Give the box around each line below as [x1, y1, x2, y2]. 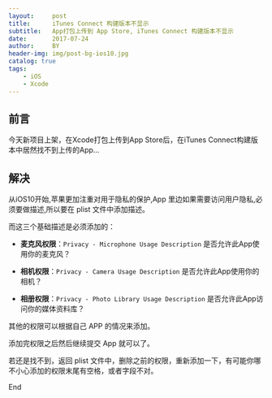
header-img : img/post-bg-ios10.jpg [8, 50, 129, 58]
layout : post [8, 11, 67, 20]
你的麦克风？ [27, 249, 71, 259]
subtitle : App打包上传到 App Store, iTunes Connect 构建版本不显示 [8, 27, 234, 35]
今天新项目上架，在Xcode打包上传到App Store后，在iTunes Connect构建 [8, 135, 252, 145]
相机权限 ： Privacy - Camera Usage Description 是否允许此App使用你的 [19, 266, 260, 276]
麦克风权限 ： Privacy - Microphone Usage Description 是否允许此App [19, 239, 253, 249]
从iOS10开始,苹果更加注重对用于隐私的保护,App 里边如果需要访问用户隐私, [8, 194, 256, 204]
